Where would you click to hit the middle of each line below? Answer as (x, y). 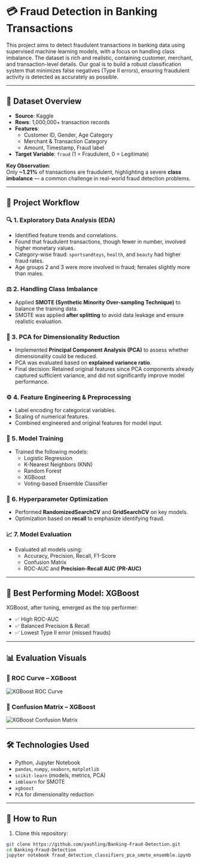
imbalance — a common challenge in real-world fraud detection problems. (98, 178)
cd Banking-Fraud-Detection (41, 850)
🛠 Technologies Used (48, 745)
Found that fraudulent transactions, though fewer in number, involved (100, 242)
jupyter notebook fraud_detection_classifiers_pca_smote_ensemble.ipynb (99, 855)
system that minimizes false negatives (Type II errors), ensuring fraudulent (98, 70)
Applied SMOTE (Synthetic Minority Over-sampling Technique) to (98, 302)
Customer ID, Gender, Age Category (68, 135)
